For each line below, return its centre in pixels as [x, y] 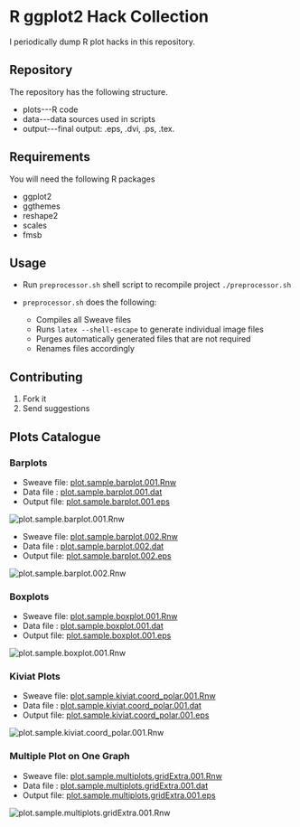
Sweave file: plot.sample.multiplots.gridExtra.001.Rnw [122, 775]
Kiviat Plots [35, 677]
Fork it [34, 399]
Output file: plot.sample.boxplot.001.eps [97, 635]
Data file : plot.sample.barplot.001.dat [92, 492]
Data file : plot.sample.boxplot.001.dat [93, 626]
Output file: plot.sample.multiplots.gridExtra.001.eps [119, 795]
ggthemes [41, 206]
